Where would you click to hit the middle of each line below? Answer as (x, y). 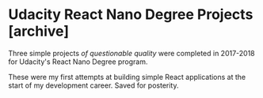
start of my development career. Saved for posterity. (93, 85)
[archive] (39, 31)
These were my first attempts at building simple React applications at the (127, 77)
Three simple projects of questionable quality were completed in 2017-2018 (131, 53)
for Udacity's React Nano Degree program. (78, 62)
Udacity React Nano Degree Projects (131, 15)
